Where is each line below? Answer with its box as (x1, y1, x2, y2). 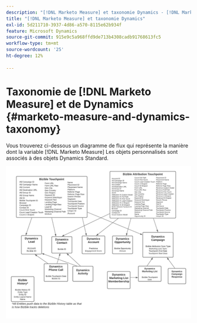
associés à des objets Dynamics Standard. (6, 154, 108, 161)
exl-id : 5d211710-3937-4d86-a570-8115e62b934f (6, 22, 122, 28)
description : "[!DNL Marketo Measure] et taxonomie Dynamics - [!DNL (6, 9, 180, 15)
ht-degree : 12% (6, 53, 43, 59)
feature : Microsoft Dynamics (6, 28, 77, 34)
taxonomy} (6, 122, 62, 136)
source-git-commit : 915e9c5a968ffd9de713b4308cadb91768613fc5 (6, 34, 161, 41)
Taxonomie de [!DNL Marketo (6, 85, 151, 98)
